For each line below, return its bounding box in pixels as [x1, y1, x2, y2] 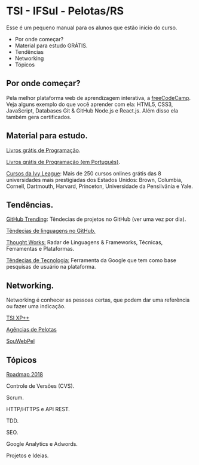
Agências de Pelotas [6, 326, 57, 333]
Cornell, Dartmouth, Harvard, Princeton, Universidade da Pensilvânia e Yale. [6, 183, 193, 190]
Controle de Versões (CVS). [6, 382, 75, 390]
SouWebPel [6, 338, 35, 345]
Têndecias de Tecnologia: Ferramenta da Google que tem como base [6, 257, 176, 264]
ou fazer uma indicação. [6, 303, 66, 310]
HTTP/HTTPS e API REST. [6, 406, 71, 412]
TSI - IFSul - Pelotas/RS [6, 4, 124, 18]
